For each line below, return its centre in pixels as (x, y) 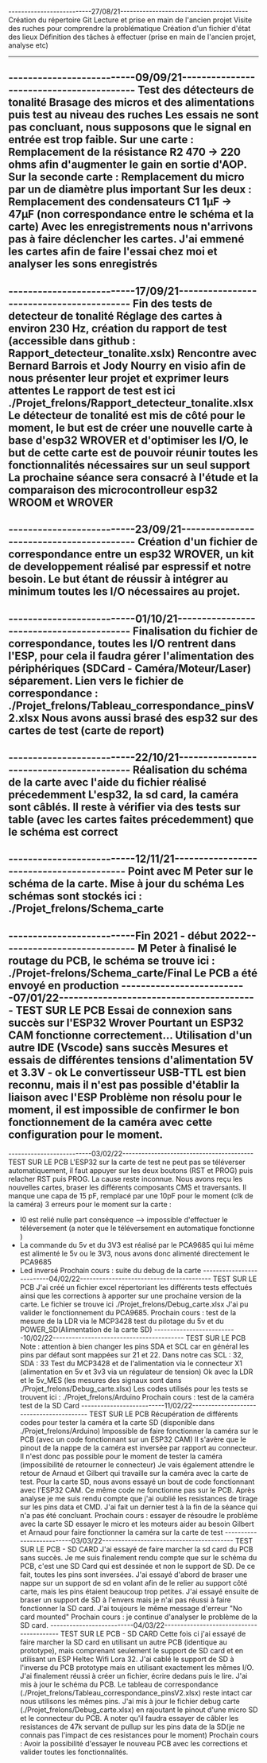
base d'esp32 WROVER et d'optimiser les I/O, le (128, 440)
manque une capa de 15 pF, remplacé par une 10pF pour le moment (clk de (131, 1196)
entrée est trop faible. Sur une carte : (101, 140)
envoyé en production (64, 985)
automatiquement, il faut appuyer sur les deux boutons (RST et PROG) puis (131, 1171)
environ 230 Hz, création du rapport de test (118, 328)
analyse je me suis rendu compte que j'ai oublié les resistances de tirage (139, 1499)
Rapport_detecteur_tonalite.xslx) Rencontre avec (132, 353)
